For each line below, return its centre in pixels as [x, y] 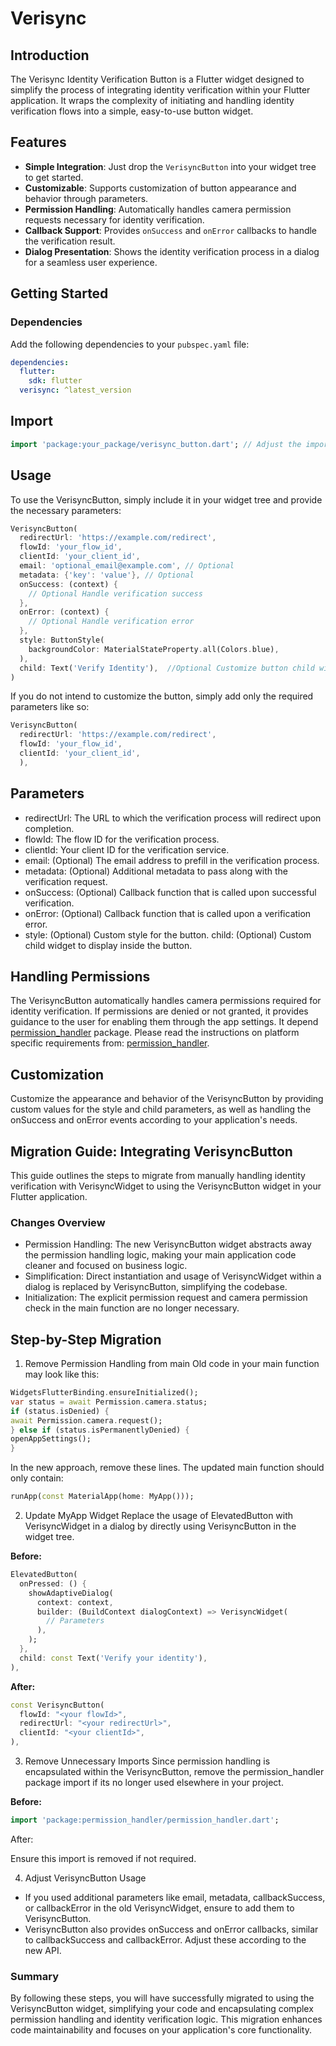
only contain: [37, 1478]
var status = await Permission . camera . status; [109, 1402]
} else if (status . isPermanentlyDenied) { [100, 1430]
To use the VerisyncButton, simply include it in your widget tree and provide [166, 499]
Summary [35, 1976]
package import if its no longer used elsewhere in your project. [154, 1783]
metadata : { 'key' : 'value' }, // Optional [107, 575]
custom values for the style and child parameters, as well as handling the [161, 1109]
